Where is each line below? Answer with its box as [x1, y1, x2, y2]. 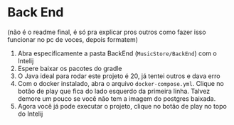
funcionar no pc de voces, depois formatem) [7, 35, 139, 43]
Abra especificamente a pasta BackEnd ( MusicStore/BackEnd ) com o [17, 49, 217, 58]
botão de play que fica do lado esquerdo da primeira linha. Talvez [17, 87, 211, 95]
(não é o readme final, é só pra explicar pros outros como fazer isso [7, 28, 206, 36]
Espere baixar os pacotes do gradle [17, 64, 122, 72]
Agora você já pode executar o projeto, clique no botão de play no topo [17, 102, 228, 110]
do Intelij [17, 109, 43, 118]
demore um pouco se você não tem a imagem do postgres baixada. [17, 94, 216, 103]
